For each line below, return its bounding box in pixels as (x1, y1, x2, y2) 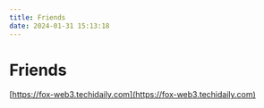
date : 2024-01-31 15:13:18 (9, 21, 110, 30)
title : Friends (9, 12, 66, 22)
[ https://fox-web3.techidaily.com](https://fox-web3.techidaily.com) (9, 89, 257, 100)
